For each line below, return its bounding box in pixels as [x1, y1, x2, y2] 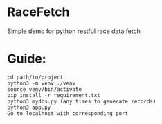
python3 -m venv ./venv [7, 80, 76, 87]
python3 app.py [7, 104, 51, 111]
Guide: [7, 51, 46, 67]
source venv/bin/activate [7, 85, 82, 93]
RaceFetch [7, 4, 70, 20]
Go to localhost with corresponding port [7, 110, 129, 117]
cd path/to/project [7, 74, 64, 81]
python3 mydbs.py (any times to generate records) [7, 98, 156, 105]
